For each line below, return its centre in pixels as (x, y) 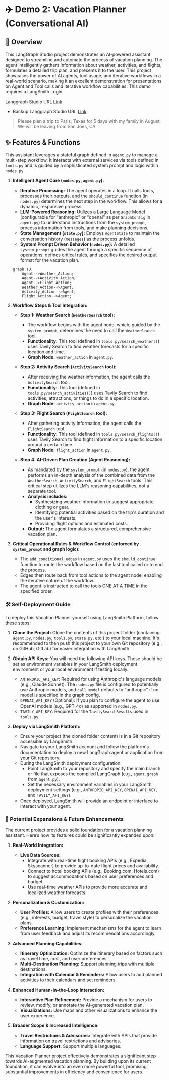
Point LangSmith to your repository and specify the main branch (94, 769)
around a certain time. (50, 444)
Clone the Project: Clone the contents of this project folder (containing (86, 633)
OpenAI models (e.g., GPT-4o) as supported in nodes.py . (79, 706)
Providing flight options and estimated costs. (81, 523)
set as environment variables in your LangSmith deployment (75, 664)
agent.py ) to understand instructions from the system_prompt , (83, 222)
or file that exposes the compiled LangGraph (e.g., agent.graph (93, 774)
